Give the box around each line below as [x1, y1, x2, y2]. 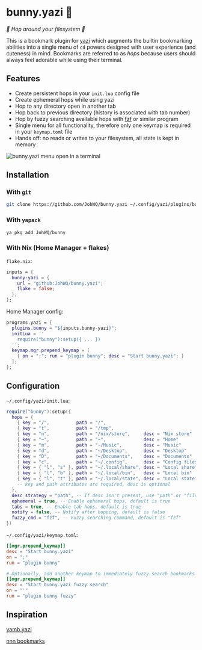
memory [14, 141, 36, 148]
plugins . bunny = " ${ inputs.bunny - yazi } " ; [11, 325, 117, 331]
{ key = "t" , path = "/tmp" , [17, 426, 114, 432]
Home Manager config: [6, 308, 64, 315]
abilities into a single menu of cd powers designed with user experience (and [6, 43, 196, 51]
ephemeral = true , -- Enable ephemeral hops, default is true [11, 498, 171, 504]
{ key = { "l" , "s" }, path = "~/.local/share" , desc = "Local [17, 465, 179, 471]
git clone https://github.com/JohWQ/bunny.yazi [6, 202, 128, 208]
